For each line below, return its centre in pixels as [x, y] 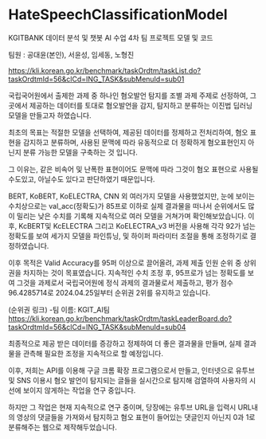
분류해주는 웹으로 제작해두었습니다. [63, 427]
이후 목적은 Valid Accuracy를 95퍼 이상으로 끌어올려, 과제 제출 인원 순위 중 [125, 263]
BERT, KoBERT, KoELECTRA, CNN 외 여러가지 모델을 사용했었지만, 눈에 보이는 [132, 196]
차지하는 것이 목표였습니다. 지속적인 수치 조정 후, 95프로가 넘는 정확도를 [134, 272]
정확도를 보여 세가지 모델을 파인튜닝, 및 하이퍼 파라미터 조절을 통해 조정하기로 [128, 236]
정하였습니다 [28, 245]
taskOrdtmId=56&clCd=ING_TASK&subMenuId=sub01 [96, 79]
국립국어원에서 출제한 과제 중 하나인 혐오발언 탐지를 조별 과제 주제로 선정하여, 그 [133, 95]
